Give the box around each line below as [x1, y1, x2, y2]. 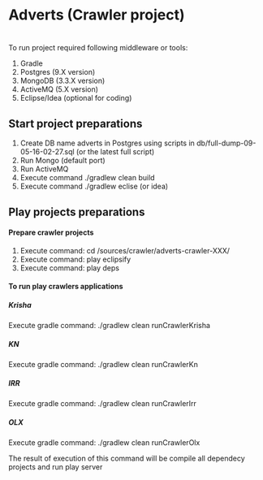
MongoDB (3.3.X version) [19, 76, 106, 86]
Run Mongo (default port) [19, 156, 106, 166]
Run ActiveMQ [19, 164, 69, 174]
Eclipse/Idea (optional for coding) [19, 93, 132, 103]
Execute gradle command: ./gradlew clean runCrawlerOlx [8, 438, 200, 448]
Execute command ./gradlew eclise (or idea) [19, 181, 169, 192]
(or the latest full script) [75, 147, 155, 157]
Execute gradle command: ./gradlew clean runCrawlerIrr [8, 399, 197, 409]
